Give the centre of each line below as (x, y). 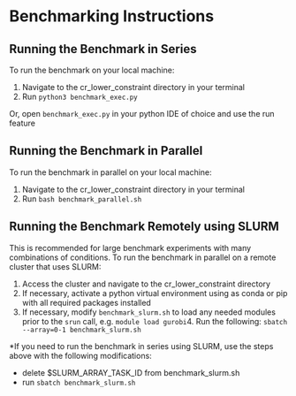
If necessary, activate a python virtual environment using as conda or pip (155, 293)
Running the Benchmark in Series (103, 49)
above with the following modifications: (80, 355)
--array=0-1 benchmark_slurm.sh (81, 330)
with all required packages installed (87, 302)
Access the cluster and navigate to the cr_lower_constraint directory (146, 284)
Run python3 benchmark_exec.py (80, 96)
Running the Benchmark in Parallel (106, 151)
